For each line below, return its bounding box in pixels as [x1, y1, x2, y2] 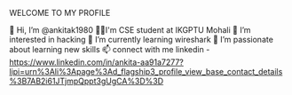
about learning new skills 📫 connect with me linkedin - [9, 44, 210, 54]
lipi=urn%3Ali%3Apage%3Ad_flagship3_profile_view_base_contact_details [9, 67, 283, 76]
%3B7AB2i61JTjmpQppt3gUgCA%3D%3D [9, 75, 164, 86]
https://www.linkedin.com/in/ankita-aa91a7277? [9, 57, 185, 67]
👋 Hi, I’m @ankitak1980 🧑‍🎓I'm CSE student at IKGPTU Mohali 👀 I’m [9, 25, 251, 35]
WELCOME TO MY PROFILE [9, 8, 111, 18]
